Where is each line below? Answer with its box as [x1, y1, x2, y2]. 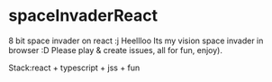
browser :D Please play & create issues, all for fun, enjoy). [8, 44, 222, 55]
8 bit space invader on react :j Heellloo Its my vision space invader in [8, 35, 264, 46]
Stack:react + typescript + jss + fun [8, 62, 141, 73]
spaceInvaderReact [8, 5, 159, 26]
